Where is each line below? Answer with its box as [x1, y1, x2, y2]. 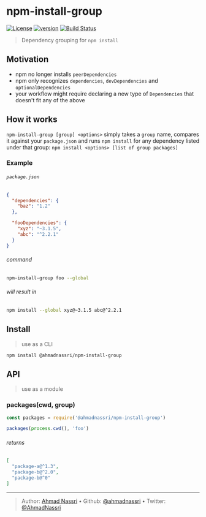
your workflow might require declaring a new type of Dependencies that [15, 90, 194, 97]
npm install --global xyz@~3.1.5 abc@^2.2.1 [6, 307, 122, 313]
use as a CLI [21, 340, 53, 347]
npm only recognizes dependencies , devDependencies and [15, 77, 158, 84]
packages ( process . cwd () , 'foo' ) [6, 426, 89, 432]
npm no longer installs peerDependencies [15, 70, 117, 78]
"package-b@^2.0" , [12, 469, 59, 475]
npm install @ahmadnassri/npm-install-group [6, 352, 122, 358]
